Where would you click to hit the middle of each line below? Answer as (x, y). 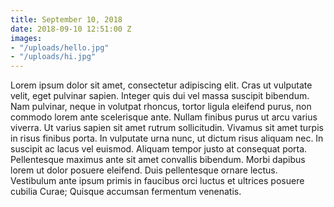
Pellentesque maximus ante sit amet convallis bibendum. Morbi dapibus (158, 160)
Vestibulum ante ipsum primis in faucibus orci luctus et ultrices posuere (157, 181)
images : (26, 38)
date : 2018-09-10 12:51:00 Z (71, 29)
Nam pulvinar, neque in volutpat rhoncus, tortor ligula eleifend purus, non (161, 107)
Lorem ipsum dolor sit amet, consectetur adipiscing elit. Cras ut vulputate (161, 85)
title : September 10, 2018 (66, 19)
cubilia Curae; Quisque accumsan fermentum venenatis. (126, 192)
